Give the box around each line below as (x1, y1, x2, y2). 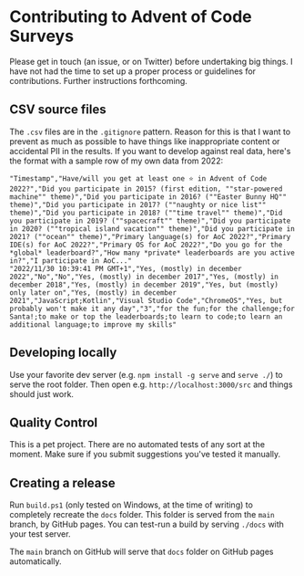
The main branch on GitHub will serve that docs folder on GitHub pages (9, 546, 274, 558)
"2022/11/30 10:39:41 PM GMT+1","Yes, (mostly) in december (9, 264, 243, 273)
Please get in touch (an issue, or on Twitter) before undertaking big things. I (9, 56, 293, 67)
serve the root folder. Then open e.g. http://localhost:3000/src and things (9, 379, 293, 390)
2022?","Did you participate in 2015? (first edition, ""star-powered (9, 184, 283, 194)
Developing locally (9, 345, 117, 361)
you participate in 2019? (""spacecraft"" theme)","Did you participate (9, 216, 291, 225)
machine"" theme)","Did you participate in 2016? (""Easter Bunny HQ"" (9, 192, 287, 202)
